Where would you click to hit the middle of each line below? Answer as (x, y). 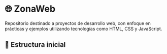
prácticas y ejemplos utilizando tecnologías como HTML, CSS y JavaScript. (83, 29)
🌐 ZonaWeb (30, 9)
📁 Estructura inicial (35, 45)
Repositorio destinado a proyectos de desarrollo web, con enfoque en (78, 23)
